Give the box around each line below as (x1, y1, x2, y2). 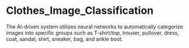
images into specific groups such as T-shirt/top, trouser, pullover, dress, (6, 29, 179, 36)
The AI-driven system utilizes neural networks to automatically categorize (6, 23, 184, 30)
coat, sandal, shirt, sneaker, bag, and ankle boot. (6, 35, 124, 42)
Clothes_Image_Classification (6, 4, 154, 17)
